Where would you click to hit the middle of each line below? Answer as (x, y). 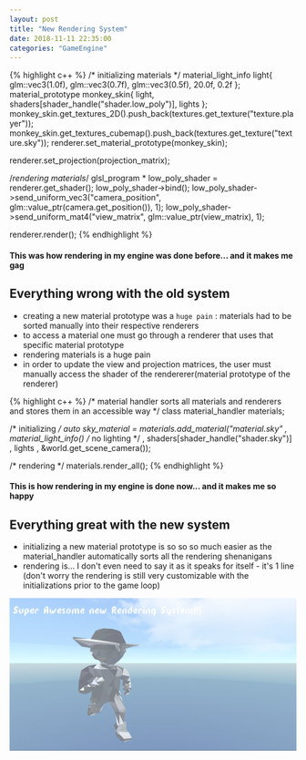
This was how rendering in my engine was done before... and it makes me (151, 255)
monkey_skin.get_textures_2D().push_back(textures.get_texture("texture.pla (152, 114)
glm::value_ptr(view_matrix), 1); (206, 217)
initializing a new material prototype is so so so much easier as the (147, 547)
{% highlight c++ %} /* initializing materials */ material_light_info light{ (141, 75)
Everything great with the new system (120, 524)
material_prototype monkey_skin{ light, (82, 95)
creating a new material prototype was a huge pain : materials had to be (157, 315)
